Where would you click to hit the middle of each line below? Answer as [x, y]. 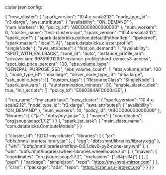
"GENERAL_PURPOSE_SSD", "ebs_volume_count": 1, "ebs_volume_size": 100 [83, 69]
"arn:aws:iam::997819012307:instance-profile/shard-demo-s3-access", [78, 59]
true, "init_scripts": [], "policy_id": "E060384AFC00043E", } [66, 90]
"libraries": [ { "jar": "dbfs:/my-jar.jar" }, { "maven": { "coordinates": [74, 115]
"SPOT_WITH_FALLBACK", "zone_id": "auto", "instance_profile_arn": [75, 53]
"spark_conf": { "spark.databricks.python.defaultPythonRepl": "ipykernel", [81, 38]
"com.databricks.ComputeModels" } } [44, 126]
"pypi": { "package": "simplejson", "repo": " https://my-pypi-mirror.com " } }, [82, 162]
